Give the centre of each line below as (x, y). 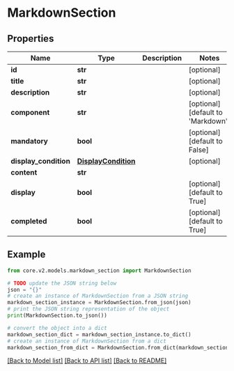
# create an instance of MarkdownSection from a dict (87, 341)
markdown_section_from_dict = (51, 347)
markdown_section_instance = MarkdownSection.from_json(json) (99, 303)
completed (29, 221)
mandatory (30, 141)
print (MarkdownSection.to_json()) (57, 316)
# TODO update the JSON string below (62, 283)
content (24, 172)
